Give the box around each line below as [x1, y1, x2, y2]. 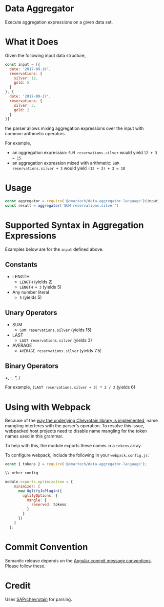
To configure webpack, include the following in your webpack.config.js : [5, 452, 149, 458]
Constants [5, 261, 38, 269]
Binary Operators [5, 362, 59, 370]
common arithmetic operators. [5, 131, 66, 137]
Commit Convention [5, 541, 88, 553]
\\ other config [5, 471, 38, 476]
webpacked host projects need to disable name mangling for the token [5, 428, 147, 434]
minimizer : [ [14, 484, 41, 489]
